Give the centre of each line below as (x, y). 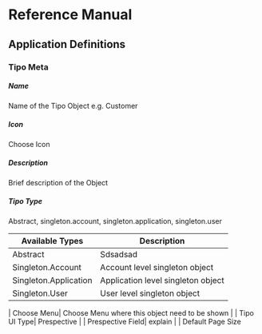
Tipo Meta (29, 67)
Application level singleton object (162, 280)
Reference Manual (70, 15)
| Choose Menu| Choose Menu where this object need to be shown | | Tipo (131, 313)
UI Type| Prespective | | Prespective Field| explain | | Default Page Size (125, 322)
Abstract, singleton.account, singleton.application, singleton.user (115, 221)
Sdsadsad (119, 255)
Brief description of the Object (58, 183)
